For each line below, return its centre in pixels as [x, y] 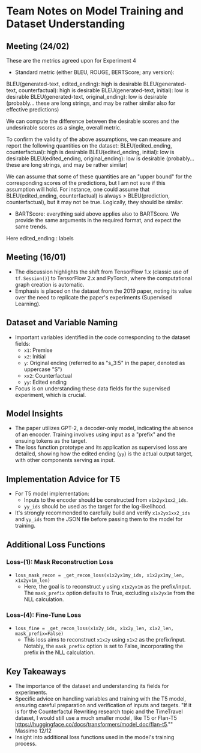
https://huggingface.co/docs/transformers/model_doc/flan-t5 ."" [94, 725]
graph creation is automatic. [49, 284]
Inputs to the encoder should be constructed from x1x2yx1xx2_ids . [106, 500]
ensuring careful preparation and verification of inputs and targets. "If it [103, 705]
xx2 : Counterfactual [48, 375]
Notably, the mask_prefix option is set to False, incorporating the [103, 646]
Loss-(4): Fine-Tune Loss [44, 614]
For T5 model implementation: [52, 494]
